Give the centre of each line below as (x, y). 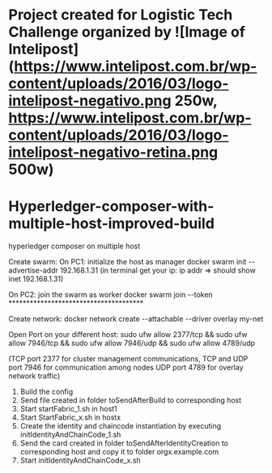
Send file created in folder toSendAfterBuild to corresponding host (131, 400)
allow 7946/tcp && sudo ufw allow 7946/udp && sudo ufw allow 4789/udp (132, 343)
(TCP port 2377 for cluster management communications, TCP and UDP (128, 359)
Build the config (47, 392)
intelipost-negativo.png (90, 101)
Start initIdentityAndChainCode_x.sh (81, 460)
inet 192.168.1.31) (36, 279)
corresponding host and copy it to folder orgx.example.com (119, 452)
